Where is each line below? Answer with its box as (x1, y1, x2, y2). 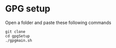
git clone (5, 29, 26, 34)
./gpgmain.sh (5, 38, 32, 43)
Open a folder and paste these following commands (5, 19, 112, 25)
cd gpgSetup (5, 33, 30, 38)
